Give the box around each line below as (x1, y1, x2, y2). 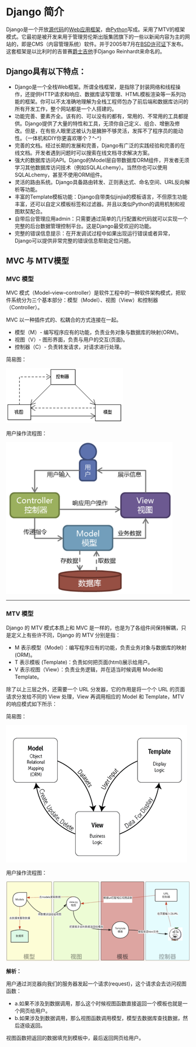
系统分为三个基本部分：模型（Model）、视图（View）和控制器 (10, 296, 159, 303)
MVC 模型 (6, 275, 34, 283)
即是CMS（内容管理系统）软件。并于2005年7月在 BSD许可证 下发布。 (21, 40, 187, 47)
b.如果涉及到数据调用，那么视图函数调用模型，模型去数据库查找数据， (14, 1014, 183, 1021)
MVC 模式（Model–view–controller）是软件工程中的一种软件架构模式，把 (6, 289, 181, 296)
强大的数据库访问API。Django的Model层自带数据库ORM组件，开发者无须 (14, 156, 190, 163)
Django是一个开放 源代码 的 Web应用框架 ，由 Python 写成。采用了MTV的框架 (6, 26, 185, 33)
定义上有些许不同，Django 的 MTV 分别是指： (10, 631, 121, 639)
